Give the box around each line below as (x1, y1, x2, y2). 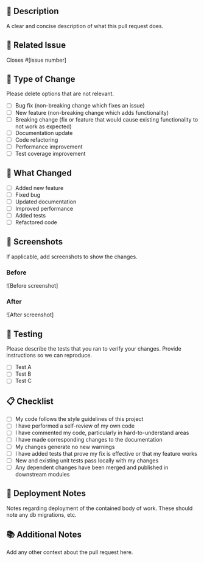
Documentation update (15, 129, 73, 136)
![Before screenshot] (6, 282, 58, 290)
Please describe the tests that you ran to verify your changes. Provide (6, 345, 181, 352)
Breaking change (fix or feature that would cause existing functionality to (15, 115, 199, 123)
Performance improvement (15, 143, 83, 150)
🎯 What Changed (6, 168, 72, 178)
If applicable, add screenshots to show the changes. (6, 253, 138, 260)
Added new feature (15, 184, 64, 191)
